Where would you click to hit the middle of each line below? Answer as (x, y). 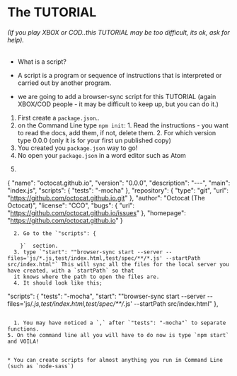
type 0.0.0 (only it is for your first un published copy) (94, 141)
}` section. (39, 246)
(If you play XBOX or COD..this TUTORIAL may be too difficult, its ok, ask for (118, 32)
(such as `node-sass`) (41, 366)
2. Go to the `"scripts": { (55, 234)
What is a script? (42, 62)
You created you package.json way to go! (77, 148)
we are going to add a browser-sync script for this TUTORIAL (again (117, 97)
